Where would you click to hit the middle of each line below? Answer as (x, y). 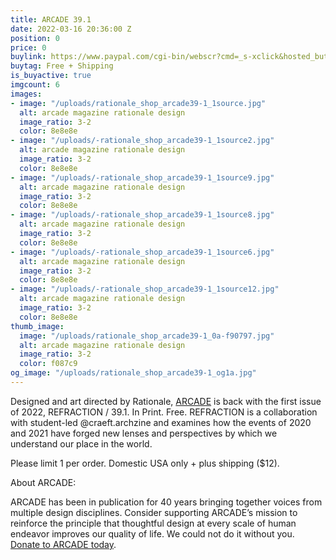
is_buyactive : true (51, 76)
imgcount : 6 (35, 85)
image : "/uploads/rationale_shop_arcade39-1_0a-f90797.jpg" (147, 336)
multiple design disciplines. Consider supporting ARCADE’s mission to (154, 512)
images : (26, 94)
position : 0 (35, 38)
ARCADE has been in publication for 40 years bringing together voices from (166, 502)
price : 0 (28, 47)
